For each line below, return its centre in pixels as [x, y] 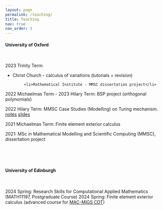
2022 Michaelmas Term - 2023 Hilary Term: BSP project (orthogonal [76, 94]
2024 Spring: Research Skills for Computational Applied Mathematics [77, 191]
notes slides [18, 114]
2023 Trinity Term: [24, 65]
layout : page [19, 10]
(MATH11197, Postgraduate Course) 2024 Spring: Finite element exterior [79, 196]
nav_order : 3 [19, 29]
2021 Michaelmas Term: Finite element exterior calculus [63, 124]
